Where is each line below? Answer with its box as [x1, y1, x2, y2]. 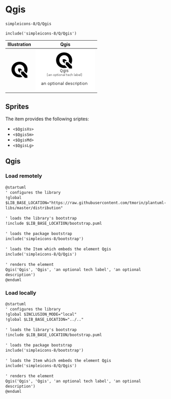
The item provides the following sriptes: [5, 116, 89, 122]
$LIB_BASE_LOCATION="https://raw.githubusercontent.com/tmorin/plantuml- [5, 200, 167, 205]
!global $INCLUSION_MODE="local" [5, 312, 77, 317]
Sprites [5, 102, 29, 111]
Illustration [7, 41, 32, 47]
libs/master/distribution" [5, 205, 63, 210]
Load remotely [5, 172, 43, 179]
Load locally [5, 289, 36, 296]
